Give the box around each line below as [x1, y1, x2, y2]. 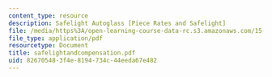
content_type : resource [8, 11, 89, 20]
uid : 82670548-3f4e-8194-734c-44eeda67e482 [8, 57, 158, 65]
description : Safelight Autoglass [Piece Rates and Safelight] [8, 19, 227, 27]
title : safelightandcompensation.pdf [8, 49, 136, 57]
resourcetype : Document [8, 42, 89, 50]
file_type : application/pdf [8, 34, 104, 43]
